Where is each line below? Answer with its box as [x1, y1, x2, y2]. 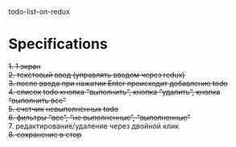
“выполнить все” [8, 96, 66, 105]
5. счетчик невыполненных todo [8, 104, 119, 113]
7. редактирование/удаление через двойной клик [8, 120, 180, 131]
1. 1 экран [8, 61, 41, 71]
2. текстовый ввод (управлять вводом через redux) [8, 70, 185, 80]
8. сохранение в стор [8, 129, 82, 139]
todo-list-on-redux [8, 7, 70, 16]
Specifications [8, 35, 108, 53]
